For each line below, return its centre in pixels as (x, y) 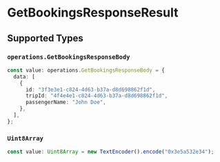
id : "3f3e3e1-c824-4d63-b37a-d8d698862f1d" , (90, 90)
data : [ (24, 77)
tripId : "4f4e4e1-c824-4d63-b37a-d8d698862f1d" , (97, 96)
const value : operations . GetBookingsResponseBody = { (86, 70)
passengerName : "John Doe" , (66, 102)
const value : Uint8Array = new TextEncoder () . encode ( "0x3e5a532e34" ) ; (111, 152)
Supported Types (46, 38)
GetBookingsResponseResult (93, 13)
